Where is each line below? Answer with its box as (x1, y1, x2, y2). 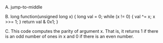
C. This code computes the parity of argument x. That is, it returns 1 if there (5, 28, 159, 34)
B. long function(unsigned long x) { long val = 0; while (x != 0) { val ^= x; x (5, 14, 156, 19)
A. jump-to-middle (5, 4, 43, 10)
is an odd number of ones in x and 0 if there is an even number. (5, 34, 134, 39)
